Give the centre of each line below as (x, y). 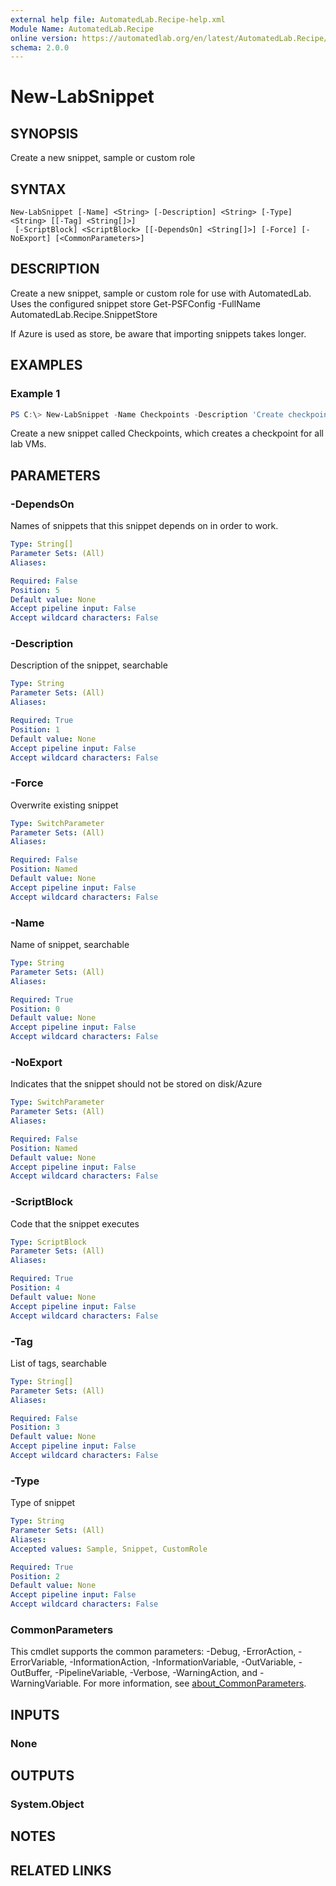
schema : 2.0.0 (40, 47)
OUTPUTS (42, 1776)
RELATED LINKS (61, 1870)
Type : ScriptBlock (48, 1242)
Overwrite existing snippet (64, 805)
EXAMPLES (46, 365)
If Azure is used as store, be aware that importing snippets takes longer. (158, 333)
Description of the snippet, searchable (89, 665)
